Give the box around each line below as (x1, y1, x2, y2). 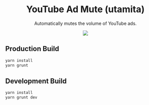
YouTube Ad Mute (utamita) (26, 4, 145, 15)
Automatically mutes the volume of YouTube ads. (34, 20, 137, 26)
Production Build (5, 45, 59, 53)
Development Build (5, 77, 67, 85)
